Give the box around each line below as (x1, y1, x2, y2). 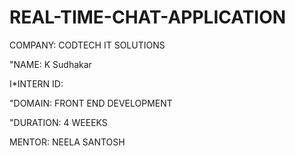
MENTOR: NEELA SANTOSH (9, 136, 126, 148)
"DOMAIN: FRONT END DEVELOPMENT (9, 97, 173, 109)
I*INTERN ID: (9, 77, 64, 90)
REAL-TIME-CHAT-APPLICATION (9, 6, 287, 29)
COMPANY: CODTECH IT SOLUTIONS (9, 39, 166, 51)
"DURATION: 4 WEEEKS (9, 116, 108, 128)
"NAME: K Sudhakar (9, 58, 92, 70)
